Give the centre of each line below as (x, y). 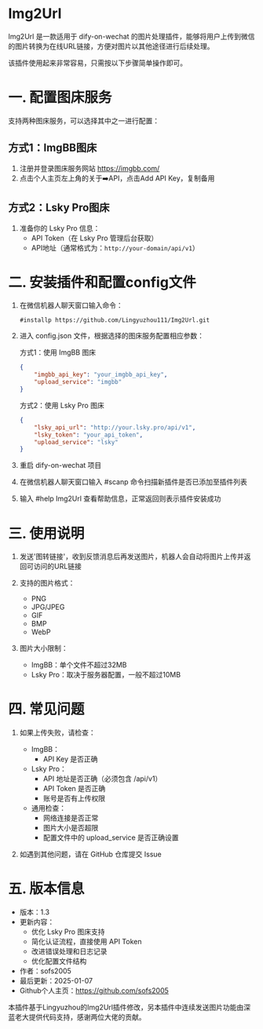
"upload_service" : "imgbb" (78, 382)
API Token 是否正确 (74, 789)
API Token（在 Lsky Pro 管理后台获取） (95, 238)
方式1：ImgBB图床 (53, 148)
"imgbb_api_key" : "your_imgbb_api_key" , (101, 375)
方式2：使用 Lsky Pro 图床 (62, 405)
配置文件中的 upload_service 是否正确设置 (111, 837)
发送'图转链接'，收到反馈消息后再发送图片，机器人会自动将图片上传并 (132, 556)
